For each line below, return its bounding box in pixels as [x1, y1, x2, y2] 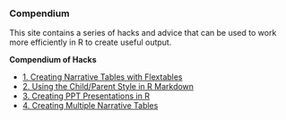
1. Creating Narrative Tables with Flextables [22, 72, 183, 82]
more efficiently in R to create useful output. [9, 37, 172, 47]
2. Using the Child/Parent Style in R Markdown [22, 81, 195, 92]
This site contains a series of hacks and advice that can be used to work [9, 28, 277, 39]
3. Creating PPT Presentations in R [22, 90, 151, 101]
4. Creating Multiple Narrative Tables [22, 100, 159, 111]
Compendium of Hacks [9, 55, 97, 65]
